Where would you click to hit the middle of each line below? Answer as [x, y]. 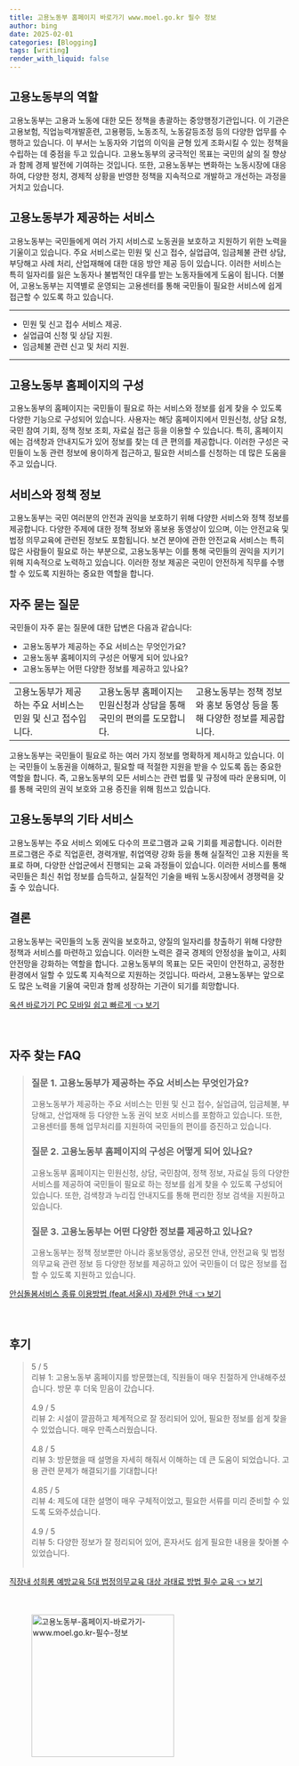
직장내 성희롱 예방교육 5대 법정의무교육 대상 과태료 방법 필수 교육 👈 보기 [136, 1581]
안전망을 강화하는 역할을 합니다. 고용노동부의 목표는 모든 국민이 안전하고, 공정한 [147, 964]
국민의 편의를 [125, 719]
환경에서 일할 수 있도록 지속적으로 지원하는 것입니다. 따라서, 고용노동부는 [135, 974]
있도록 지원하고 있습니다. [93, 1274]
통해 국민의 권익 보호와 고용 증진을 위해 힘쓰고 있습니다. [114, 789]
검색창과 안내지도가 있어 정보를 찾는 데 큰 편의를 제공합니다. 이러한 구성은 [153, 442]
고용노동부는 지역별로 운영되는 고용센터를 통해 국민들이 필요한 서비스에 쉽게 [152, 285]
